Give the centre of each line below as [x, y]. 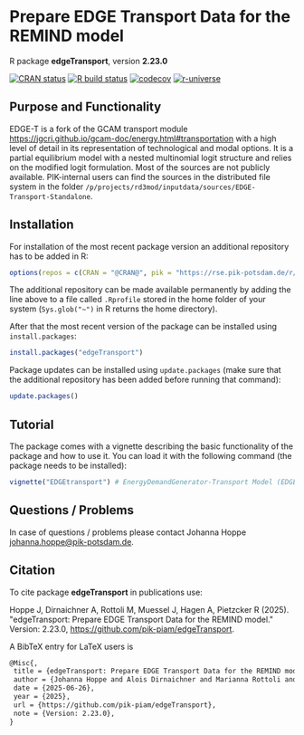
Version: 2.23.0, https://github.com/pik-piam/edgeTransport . [122, 629]
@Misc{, [24, 663]
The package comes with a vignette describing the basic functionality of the [152, 446]
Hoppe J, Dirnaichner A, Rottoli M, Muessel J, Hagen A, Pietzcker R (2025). [149, 609]
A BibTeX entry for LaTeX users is [71, 646]
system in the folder [47, 186]
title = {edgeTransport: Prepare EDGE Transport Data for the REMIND [147, 672]
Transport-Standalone [50, 196]
